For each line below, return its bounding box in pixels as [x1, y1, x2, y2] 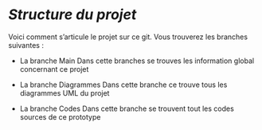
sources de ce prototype [19, 112, 101, 121]
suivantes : [8, 40, 44, 49]
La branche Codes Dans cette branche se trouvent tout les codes [19, 104, 235, 113]
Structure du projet [8, 6, 137, 24]
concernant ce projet [19, 64, 89, 73]
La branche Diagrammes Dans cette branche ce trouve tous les [19, 80, 228, 89]
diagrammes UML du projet [19, 88, 110, 97]
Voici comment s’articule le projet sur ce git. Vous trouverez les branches [8, 32, 248, 41]
